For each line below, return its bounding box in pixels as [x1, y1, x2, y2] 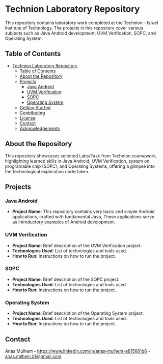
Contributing [19, 110, 45, 116]
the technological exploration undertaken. [5, 168, 90, 174]
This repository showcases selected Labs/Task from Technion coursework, [5, 152, 157, 158]
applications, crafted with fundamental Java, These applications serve [12, 214, 155, 220]
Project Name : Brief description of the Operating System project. [12, 310, 144, 316]
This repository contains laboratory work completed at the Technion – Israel [5, 20, 159, 26]
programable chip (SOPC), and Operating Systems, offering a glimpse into [5, 163, 155, 169]
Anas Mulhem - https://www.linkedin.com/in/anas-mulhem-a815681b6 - [5, 348, 151, 354]
